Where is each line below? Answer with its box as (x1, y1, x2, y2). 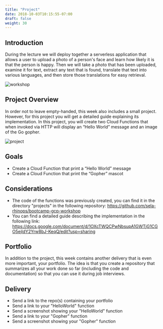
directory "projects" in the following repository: (12, 202, 106, 209)
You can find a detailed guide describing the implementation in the (12, 213, 145, 219)
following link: (12, 218, 40, 224)
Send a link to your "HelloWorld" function (12, 303, 95, 309)
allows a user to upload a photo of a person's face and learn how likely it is (5, 57, 154, 63)
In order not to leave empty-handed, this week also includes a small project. (5, 108, 157, 114)
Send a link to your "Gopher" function (12, 313, 87, 319)
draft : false (5, 16, 32, 21)
